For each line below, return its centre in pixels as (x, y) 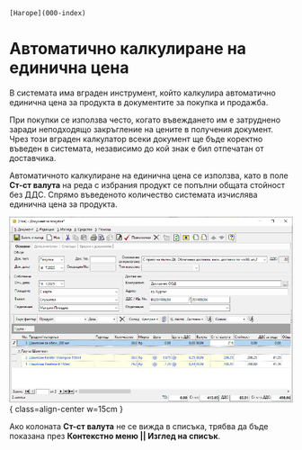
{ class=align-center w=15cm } (67, 409)
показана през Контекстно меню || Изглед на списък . (115, 436)
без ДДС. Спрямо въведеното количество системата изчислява (133, 194)
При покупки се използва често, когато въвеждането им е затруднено (145, 120)
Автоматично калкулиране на (128, 49)
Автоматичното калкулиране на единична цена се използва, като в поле (149, 175)
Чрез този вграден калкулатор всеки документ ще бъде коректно (136, 139)
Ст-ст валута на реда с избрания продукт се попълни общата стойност (147, 184)
